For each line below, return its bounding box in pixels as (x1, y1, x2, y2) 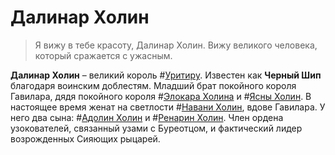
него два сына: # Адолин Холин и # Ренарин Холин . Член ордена (10, 111, 284, 123)
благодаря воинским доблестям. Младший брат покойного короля (10, 79, 297, 91)
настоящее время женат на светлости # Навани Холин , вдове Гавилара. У (10, 101, 326, 113)
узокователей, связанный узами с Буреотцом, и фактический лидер (10, 122, 303, 134)
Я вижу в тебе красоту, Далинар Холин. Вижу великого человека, (34, 39, 318, 51)
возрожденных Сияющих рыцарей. (10, 132, 161, 145)
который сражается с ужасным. (34, 49, 173, 61)
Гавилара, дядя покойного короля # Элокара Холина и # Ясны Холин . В (10, 90, 312, 102)
